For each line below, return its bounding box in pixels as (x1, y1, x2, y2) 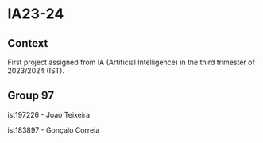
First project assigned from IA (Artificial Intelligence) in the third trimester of (7, 57, 255, 67)
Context (7, 37, 48, 50)
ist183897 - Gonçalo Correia (7, 125, 100, 135)
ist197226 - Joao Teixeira (7, 110, 91, 119)
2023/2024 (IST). (7, 66, 65, 75)
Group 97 (7, 89, 55, 102)
